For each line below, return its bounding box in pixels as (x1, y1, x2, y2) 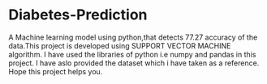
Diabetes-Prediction (8, 6, 148, 24)
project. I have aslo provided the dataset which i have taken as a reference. (8, 58, 260, 68)
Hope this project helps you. (8, 66, 103, 76)
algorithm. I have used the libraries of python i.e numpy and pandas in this (8, 49, 256, 59)
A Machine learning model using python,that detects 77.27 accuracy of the (8, 32, 258, 42)
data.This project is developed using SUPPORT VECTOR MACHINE (8, 40, 231, 50)
